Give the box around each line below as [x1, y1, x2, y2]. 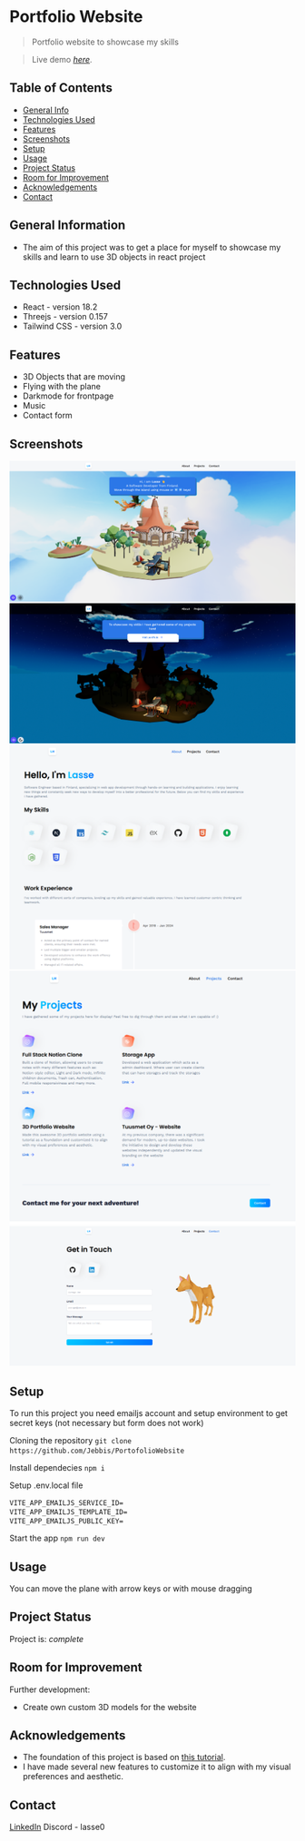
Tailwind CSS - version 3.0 [22, 320, 123, 332]
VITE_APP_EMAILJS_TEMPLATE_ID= [9, 1508, 128, 1517]
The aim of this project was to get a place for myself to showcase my [22, 241, 281, 252]
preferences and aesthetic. [22, 1771, 124, 1782]
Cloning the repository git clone [9, 1435, 132, 1446]
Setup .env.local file [9, 1480, 84, 1491]
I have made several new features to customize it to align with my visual [22, 1761, 291, 1772]
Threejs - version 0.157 [22, 311, 109, 322]
